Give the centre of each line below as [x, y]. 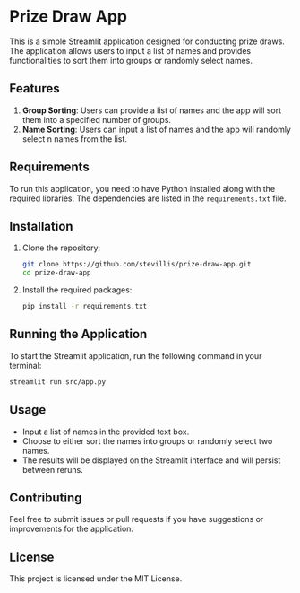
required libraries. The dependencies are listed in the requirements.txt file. [148, 198]
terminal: [26, 365]
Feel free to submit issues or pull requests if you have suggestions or [137, 519]
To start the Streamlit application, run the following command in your [136, 355]
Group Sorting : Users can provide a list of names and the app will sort [152, 110]
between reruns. [52, 469]
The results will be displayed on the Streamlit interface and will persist [151, 460]
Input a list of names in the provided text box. [106, 432]
